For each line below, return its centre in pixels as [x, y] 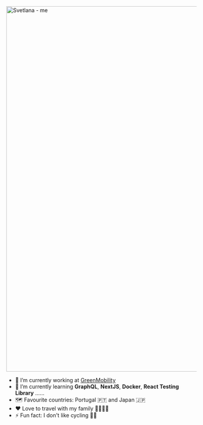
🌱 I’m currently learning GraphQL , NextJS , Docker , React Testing [97, 387]
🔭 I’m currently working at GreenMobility [65, 380]
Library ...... [30, 393]
